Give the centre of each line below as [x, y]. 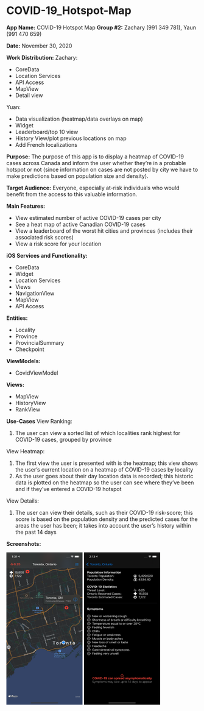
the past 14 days [36, 532]
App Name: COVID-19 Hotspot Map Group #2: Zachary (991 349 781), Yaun [101, 27]
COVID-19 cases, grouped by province [63, 439]
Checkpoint [30, 349]
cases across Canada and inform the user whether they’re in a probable [96, 163]
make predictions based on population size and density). [77, 176]
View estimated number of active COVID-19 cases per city [88, 218]
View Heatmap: [26, 451]
